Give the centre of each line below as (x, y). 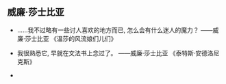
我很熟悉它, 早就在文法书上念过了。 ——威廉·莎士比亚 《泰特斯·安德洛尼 (118, 53)
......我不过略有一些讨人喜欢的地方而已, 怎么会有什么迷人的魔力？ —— (115, 30)
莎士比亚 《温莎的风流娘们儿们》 (71, 38)
